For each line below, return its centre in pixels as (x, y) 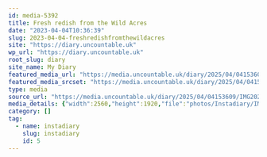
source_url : (28, 97)
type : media (28, 89)
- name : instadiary (48, 126)
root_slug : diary (37, 60)
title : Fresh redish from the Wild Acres (78, 23)
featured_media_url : (43, 75)
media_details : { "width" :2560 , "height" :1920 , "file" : (97, 104)
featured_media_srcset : (48, 82)
